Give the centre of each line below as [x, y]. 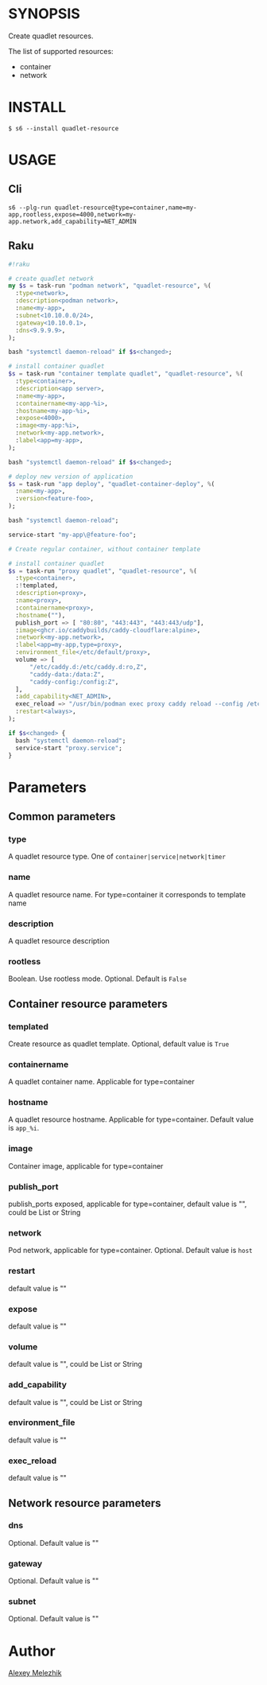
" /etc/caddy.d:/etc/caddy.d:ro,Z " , [88, 667]
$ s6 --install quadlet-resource [64, 128]
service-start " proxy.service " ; [69, 748]
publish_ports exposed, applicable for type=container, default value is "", [128, 1204]
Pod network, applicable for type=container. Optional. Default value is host [130, 1251]
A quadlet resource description [59, 940]
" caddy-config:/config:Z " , [74, 682]
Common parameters [62, 817]
